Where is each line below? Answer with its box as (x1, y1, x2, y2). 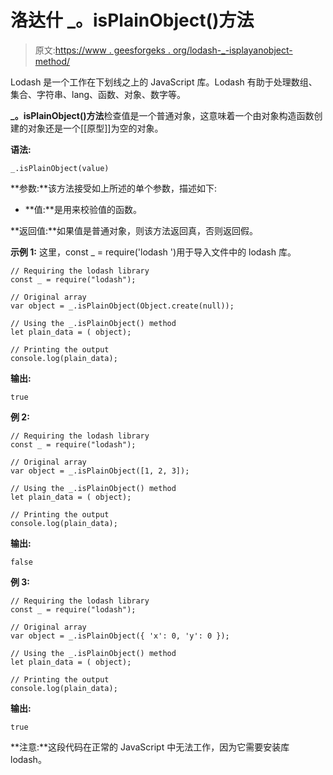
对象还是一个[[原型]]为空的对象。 (27, 122, 164, 134)
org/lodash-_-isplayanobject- (172, 44, 293, 56)
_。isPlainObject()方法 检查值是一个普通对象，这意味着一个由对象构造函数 (10, 109, 315, 121)
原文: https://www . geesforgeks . (34, 44, 171, 56)
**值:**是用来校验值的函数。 (24, 203, 142, 215)
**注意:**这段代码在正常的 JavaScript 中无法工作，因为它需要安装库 (10, 741, 290, 753)
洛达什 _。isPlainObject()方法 (10, 9, 255, 32)
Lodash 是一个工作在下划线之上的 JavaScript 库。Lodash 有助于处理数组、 (10, 76, 318, 88)
